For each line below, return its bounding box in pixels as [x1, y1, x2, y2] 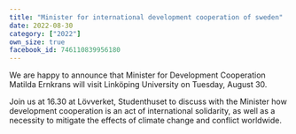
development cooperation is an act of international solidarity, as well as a [9, 106, 276, 116]
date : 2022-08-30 [9, 21, 74, 30]
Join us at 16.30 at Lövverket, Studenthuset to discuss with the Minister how [9, 96, 288, 107]
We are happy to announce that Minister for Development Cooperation [9, 70, 266, 80]
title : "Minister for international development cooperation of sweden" [9, 12, 284, 22]
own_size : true [9, 37, 66, 47]
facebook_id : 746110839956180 [9, 46, 121, 55]
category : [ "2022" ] [9, 29, 82, 38]
